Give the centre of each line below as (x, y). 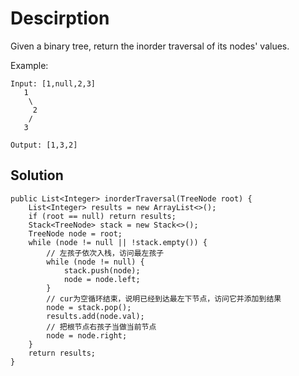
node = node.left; (102, 279)
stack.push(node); (102, 270)
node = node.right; (87, 335)
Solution (37, 175)
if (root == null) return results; (102, 216)
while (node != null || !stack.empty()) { (118, 242)
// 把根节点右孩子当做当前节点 (101, 327)
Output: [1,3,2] (44, 145)
